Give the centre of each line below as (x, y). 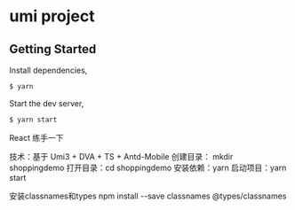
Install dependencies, (48, 70)
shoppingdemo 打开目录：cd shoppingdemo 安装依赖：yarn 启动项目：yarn (148, 167)
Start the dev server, (47, 103)
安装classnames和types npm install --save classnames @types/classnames (148, 196)
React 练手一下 (36, 137)
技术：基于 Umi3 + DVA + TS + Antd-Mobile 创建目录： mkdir (121, 156)
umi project (52, 16)
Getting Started (53, 49)
